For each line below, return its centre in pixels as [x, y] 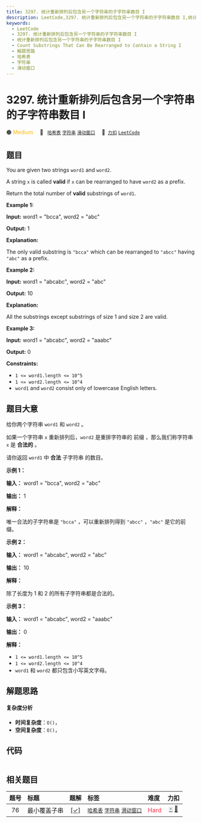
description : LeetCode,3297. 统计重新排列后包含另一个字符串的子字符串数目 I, [97, 18]
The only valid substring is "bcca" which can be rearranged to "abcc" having [101, 252]
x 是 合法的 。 [23, 444]
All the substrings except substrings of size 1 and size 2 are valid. [87, 317]
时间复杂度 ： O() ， [38, 722]
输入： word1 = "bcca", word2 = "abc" [54, 483]
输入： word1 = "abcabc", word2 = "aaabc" [60, 619]
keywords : [19, 23]
